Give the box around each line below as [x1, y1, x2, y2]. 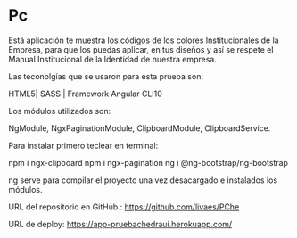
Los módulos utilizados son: [8, 105, 111, 116]
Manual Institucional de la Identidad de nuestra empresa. [8, 53, 218, 64]
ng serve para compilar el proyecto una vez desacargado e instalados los [8, 175, 278, 185]
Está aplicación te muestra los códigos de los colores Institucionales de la [8, 35, 279, 45]
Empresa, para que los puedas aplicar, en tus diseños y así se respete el [8, 44, 274, 54]
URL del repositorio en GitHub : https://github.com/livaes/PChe [8, 201, 240, 212]
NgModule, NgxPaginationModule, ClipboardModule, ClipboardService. [8, 122, 271, 134]
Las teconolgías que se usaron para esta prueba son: [8, 70, 204, 81]
